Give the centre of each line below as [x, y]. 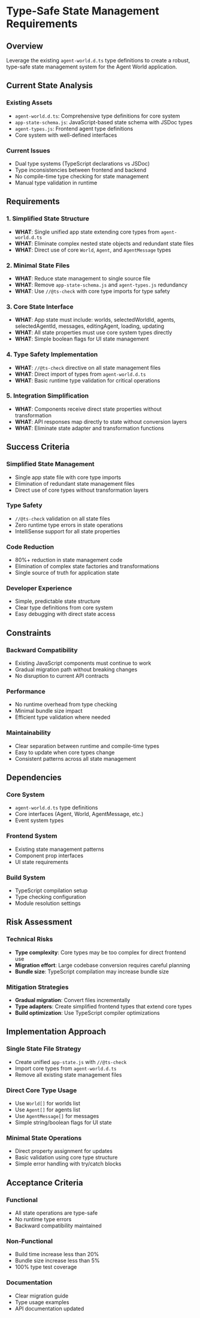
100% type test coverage [46, 1267]
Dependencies [34, 778]
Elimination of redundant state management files [75, 483]
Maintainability [28, 733]
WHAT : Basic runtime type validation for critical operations [87, 380]
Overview [25, 46]
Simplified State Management [50, 464]
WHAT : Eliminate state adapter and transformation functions [90, 428]
